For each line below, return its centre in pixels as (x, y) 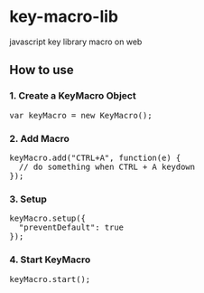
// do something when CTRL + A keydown (107, 166)
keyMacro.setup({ (47, 218)
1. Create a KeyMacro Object (73, 96)
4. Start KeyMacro (50, 260)
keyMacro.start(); (50, 279)
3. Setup (28, 199)
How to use (42, 70)
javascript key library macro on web (76, 42)
